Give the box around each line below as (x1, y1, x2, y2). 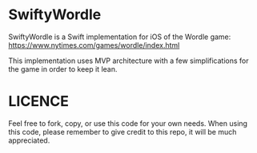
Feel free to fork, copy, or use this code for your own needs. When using (8, 118, 248, 128)
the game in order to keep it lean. (8, 64, 118, 73)
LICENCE (8, 92, 70, 111)
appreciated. (8, 135, 50, 145)
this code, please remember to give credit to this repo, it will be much (8, 127, 237, 136)
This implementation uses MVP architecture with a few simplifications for (8, 56, 249, 65)
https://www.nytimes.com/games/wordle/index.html (8, 40, 180, 49)
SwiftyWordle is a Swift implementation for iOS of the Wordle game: (8, 32, 231, 41)
